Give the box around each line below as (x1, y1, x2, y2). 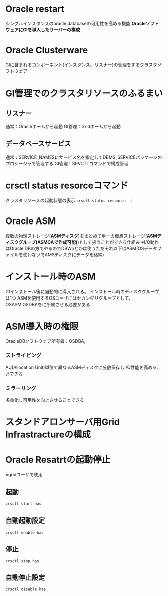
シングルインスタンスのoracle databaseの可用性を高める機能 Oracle (5, 20, 146, 26)
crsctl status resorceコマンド (5, 180, 129, 191)
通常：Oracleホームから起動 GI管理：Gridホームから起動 (5, 123, 121, 129)
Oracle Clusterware (5, 45, 88, 56)
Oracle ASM (5, 215, 56, 227)
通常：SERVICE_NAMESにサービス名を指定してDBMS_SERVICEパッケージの (5, 154, 162, 160)
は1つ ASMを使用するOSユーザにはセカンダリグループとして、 (5, 295, 134, 301)
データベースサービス (5, 139, 71, 148)
